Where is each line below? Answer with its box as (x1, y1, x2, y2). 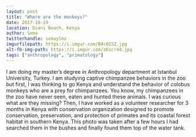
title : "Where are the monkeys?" (6, 14, 88, 20)
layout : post (6, 8, 38, 15)
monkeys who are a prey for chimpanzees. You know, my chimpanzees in (6, 87, 184, 94)
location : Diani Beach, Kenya (6, 25, 80, 31)
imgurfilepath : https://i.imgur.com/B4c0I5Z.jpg (6, 42, 127, 47)
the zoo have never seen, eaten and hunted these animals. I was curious (6, 93, 181, 100)
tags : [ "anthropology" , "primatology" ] (6, 52, 104, 58)
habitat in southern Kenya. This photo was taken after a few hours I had (6, 118, 179, 125)
